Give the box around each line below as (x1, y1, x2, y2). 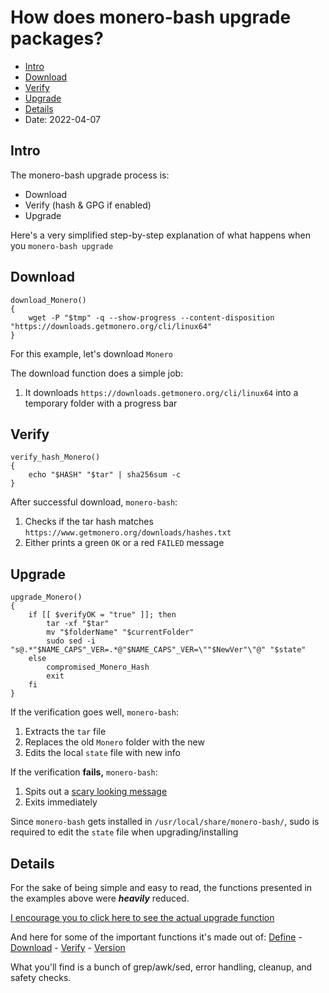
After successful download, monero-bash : (10, 496, 178, 508)
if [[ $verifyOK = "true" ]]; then (28, 610, 177, 620)
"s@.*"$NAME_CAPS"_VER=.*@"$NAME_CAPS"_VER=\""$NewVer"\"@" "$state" (10, 645, 307, 655)
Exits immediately (24, 796, 98, 808)
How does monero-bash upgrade (10, 6, 292, 29)
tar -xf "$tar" (46, 619, 110, 629)
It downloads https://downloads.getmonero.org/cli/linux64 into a (24, 386, 299, 398)
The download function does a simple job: (10, 367, 184, 379)
